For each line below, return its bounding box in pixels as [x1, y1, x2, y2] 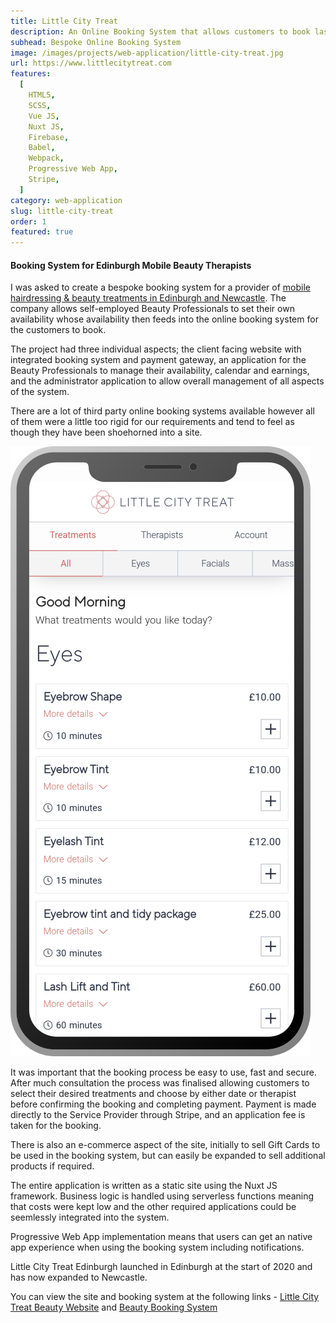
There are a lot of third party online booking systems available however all [10, 405, 315, 417]
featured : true [10, 227, 74, 237]
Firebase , [28, 132, 70, 142]
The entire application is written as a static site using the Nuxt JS [10, 1180, 278, 1192]
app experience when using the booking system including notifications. [10, 1241, 305, 1254]
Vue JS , [28, 111, 60, 121]
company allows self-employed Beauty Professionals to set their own [10, 303, 295, 315]
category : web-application [10, 195, 123, 205]
